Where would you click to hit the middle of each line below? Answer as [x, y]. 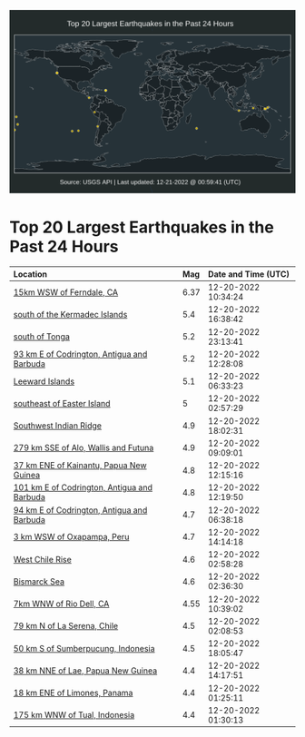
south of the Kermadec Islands [70, 314]
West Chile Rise [43, 559]
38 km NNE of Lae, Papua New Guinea [85, 670]
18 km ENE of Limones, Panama [73, 693]
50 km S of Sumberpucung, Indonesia [84, 648]
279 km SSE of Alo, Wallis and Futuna [84, 448]
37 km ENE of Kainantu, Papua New [80, 466]
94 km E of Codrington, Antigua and [80, 510]
